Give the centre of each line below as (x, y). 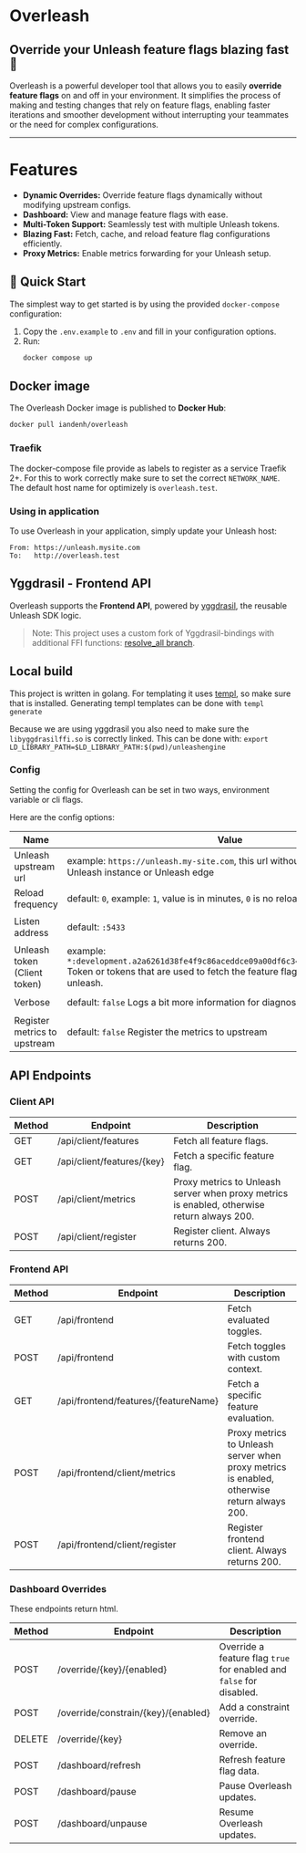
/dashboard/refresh (99, 1765)
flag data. (239, 1771)
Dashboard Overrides (58, 1588)
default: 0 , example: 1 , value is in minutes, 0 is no (170, 898)
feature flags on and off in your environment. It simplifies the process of (145, 95)
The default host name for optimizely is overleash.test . (114, 487)
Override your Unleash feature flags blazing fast (149, 50)
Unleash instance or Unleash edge (141, 872)
